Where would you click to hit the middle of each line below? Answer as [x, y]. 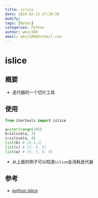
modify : [13, 18]
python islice [25, 190]
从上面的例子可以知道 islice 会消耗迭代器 [53, 162]
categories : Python [25, 28]
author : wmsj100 [21, 32]
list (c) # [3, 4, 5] [26, 148]
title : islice [19, 9]
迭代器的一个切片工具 [33, 92]
